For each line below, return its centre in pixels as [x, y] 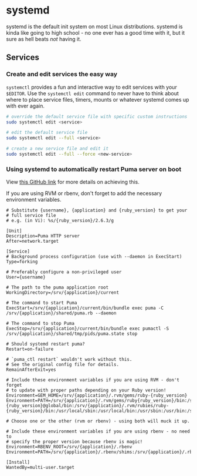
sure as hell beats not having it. [44, 39]
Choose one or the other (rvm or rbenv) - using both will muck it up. [101, 421]
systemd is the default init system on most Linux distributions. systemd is [94, 26]
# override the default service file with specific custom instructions [97, 116]
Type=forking [22, 262]
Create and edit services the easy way [62, 74]
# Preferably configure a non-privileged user [64, 272]
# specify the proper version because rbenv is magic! [74, 442]
